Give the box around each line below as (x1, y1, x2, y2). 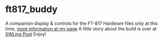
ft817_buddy (5, 4, 58, 15)
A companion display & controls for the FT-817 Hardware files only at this (5, 20, 158, 26)
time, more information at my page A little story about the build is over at (5, 25, 157, 31)
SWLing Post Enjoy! (5, 31, 47, 37)
